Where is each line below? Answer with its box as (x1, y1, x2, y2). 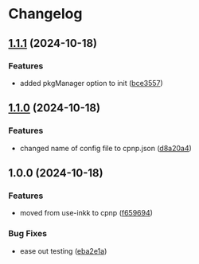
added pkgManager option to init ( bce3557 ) (19, 78, 163, 87)
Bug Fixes (8, 228, 48, 239)
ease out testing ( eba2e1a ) (19, 246, 107, 255)
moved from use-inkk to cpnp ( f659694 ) (19, 208, 154, 218)
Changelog (8, 5, 83, 23)
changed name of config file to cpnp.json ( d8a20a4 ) (19, 143, 193, 153)
